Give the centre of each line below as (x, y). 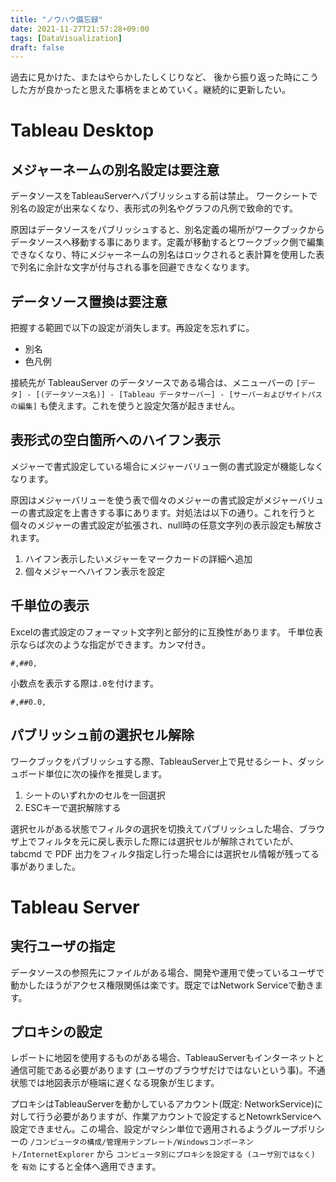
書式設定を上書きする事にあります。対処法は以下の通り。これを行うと (172, 512)
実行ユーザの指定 (63, 946)
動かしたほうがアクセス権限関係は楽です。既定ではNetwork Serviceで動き (162, 985)
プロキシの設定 (56, 1031)
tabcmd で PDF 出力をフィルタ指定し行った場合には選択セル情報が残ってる (165, 853)
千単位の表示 (50, 606)
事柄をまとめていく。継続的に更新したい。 (202, 90)
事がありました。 (45, 866)
